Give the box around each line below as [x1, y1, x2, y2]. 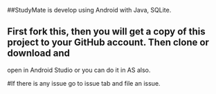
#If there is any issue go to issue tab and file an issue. [7, 79, 161, 87]
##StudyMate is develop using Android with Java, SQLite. [7, 6, 172, 14]
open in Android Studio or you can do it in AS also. [7, 66, 151, 74]
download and [7, 48, 71, 59]
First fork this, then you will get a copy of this [7, 26, 206, 37]
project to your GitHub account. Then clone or [7, 37, 210, 48]
